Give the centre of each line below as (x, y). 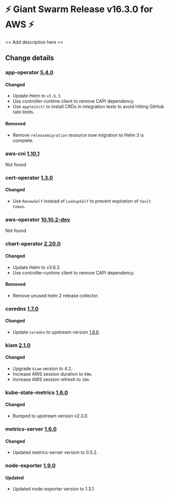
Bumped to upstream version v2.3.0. (50, 416)
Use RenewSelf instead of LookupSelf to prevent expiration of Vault (82, 201)
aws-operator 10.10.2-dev (38, 220)
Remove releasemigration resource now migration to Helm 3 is (78, 135)
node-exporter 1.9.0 (30, 466)
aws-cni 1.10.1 (23, 153)
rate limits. (23, 112)
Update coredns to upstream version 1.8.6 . (56, 332)
